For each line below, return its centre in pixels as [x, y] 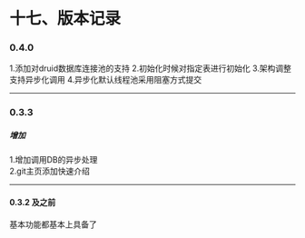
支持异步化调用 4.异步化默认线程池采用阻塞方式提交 [106, 80]
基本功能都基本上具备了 [53, 224]
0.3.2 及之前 [33, 202]
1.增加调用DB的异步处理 [54, 160]
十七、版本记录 [65, 19]
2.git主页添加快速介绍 [50, 171]
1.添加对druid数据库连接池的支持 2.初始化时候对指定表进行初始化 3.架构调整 [151, 68]
